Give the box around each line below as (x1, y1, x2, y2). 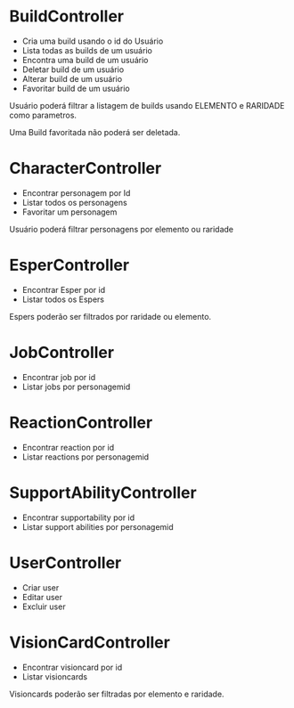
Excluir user (21, 601, 66, 612)
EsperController (9, 256, 130, 275)
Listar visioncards (21, 671, 87, 682)
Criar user (21, 582, 60, 593)
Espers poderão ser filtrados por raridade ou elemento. (9, 311, 212, 321)
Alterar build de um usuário (21, 73, 123, 84)
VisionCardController (9, 632, 171, 652)
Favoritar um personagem (21, 207, 118, 217)
